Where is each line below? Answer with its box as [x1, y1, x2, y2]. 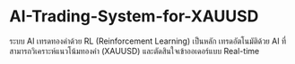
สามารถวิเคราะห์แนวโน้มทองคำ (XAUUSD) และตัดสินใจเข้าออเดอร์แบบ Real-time [9, 45, 260, 56]
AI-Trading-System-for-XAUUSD [9, 6, 259, 27]
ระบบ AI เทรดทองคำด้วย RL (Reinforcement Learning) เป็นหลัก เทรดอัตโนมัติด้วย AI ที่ [9, 36, 287, 46]
